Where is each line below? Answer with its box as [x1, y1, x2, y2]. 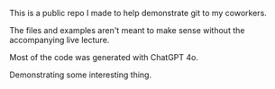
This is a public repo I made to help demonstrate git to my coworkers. [9, 8, 268, 18]
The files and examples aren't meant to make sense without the [9, 25, 245, 35]
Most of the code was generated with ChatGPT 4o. [9, 52, 198, 62]
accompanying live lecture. [9, 35, 110, 45]
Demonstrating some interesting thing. [9, 69, 151, 80]
